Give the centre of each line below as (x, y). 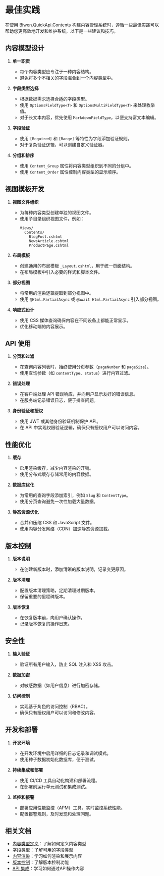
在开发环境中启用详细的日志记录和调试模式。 (65, 753)
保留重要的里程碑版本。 (44, 597)
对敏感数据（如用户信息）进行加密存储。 (61, 685)
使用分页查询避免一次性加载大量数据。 (59, 501)
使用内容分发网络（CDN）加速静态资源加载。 (66, 529)
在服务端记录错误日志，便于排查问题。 (59, 400)
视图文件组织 (25, 202)
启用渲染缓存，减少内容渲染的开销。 (57, 468)
